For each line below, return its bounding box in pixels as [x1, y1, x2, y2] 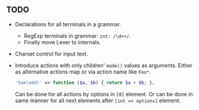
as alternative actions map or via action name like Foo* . [14, 68, 151, 75]
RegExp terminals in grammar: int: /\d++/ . [23, 32, 131, 39]
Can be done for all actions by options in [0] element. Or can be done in [14, 90, 193, 97]
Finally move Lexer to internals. [23, 38, 101, 45]
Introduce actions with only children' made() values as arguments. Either [14, 62, 193, 69]
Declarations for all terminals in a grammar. [14, 20, 121, 27]
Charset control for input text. [14, 50, 88, 57]
